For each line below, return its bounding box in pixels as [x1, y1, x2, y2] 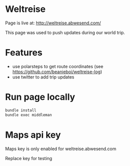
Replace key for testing [5, 155, 53, 161]
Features [5, 47, 43, 58]
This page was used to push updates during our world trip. [5, 29, 126, 35]
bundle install [5, 108, 37, 113]
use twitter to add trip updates [12, 74, 74, 80]
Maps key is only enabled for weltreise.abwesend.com [5, 146, 117, 152]
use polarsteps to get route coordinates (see [12, 63, 103, 69]
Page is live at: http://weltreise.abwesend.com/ [5, 20, 101, 26]
